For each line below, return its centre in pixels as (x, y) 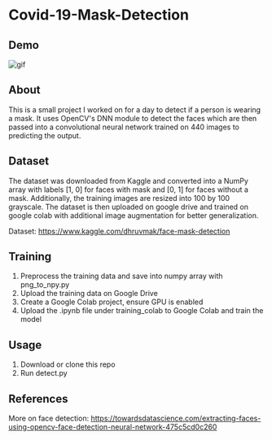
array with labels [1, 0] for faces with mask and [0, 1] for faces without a (128, 190)
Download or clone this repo (68, 364)
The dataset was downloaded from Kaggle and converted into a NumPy (128, 181)
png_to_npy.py (45, 285)
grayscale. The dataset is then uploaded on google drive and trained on (129, 207)
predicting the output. (45, 135)
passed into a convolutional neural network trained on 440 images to (124, 127)
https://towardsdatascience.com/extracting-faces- (176, 418)
